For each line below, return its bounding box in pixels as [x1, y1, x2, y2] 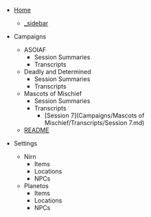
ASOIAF [23, 46, 47, 54]
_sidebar [23, 19, 49, 27]
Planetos [23, 182, 49, 190]
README [23, 126, 49, 134]
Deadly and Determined [23, 68, 91, 76]
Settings [13, 139, 38, 147]
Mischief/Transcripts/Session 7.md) [44, 119, 145, 126]
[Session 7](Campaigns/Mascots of [44, 111, 145, 119]
